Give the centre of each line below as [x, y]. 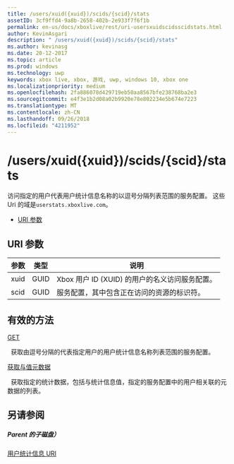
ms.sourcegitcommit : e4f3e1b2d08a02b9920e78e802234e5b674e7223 [102, 100]
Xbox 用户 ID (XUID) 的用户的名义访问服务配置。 [136, 280]
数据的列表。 [26, 391]
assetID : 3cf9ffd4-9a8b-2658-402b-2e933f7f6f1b [79, 20]
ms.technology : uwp [36, 73]
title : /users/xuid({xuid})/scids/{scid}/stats [79, 14]
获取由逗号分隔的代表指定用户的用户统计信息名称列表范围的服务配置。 [112, 352]
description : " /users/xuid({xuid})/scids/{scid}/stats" [93, 40]
